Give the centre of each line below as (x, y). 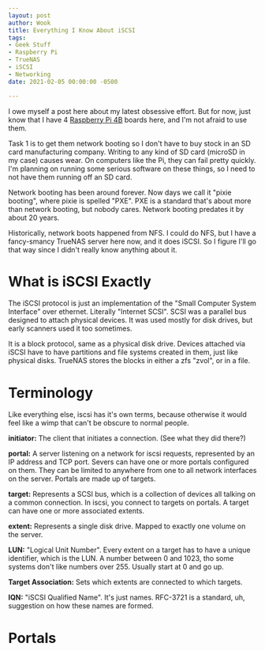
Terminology (50, 393)
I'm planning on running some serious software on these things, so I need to (132, 168)
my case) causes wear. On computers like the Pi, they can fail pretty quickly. (132, 160)
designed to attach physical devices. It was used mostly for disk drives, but (131, 320)
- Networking (30, 74)
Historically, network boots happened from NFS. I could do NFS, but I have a (132, 233)
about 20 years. (34, 218)
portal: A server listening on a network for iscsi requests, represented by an (131, 454)
